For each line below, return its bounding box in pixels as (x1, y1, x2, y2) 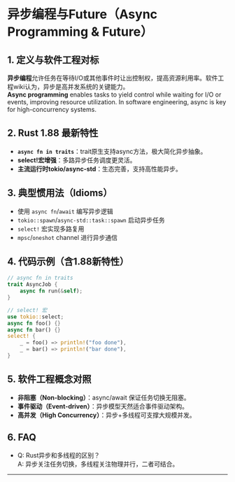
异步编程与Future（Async (7, 6, 158, 22)
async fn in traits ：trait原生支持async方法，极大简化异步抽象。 (17, 147, 207, 155)
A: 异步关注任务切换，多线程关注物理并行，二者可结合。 (17, 460, 179, 468)
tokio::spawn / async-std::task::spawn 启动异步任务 (17, 215, 166, 224)
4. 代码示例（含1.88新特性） (7, 256, 129, 268)
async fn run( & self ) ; (20, 288, 83, 295)
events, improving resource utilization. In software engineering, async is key (7, 98, 227, 106)
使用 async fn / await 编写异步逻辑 (17, 207, 113, 215)
